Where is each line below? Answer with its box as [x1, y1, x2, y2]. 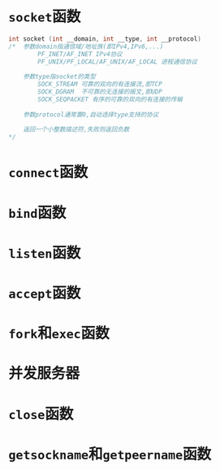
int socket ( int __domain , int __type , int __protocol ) [8, 34, 201, 43]
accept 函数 [8, 284, 81, 302]
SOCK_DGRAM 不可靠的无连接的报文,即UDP [37, 88, 162, 96]
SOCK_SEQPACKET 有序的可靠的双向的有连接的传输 [37, 95, 183, 103]
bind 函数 [8, 203, 67, 222]
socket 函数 [8, 7, 81, 26]
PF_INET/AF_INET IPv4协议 [37, 50, 123, 58]
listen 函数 [8, 243, 81, 262]
